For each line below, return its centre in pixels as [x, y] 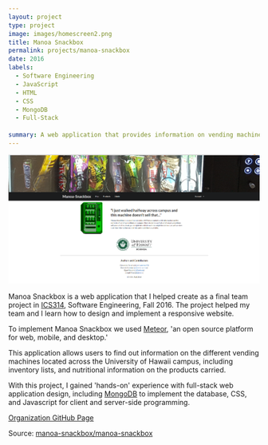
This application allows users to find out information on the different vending [134, 353]
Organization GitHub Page [51, 418]
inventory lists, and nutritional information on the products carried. [117, 370]
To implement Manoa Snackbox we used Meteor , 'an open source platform [131, 329]
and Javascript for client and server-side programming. [99, 403]
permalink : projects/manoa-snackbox [69, 51]
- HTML [26, 93]
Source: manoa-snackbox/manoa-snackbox [81, 433]
